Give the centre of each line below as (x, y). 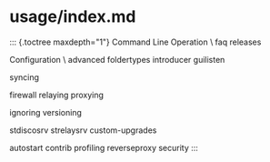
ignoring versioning (45, 112)
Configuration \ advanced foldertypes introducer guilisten (117, 59)
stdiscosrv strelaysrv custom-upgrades (83, 130)
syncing (24, 77)
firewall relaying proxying (57, 95)
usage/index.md (73, 17)
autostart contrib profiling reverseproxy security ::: (104, 147)
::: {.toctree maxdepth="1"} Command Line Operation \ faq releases (135, 42)
